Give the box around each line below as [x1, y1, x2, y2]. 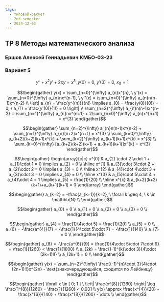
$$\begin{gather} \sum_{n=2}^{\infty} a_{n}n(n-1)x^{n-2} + [23, 125, 142, 131]
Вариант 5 [5, 67, 31, 74]
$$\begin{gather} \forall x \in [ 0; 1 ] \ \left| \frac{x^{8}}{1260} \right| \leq [9, 281, 155, 287]
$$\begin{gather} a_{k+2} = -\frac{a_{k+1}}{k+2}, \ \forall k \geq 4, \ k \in [9, 191, 156, 197]
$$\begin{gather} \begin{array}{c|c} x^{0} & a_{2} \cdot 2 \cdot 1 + [14, 156, 150, 162]
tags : [5, 7, 16, 12]
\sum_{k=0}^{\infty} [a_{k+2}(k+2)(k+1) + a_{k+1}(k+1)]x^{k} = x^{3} [14, 141, 151, 147]
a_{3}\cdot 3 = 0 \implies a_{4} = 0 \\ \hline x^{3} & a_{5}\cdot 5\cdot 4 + [8, 172, 156, 178]
